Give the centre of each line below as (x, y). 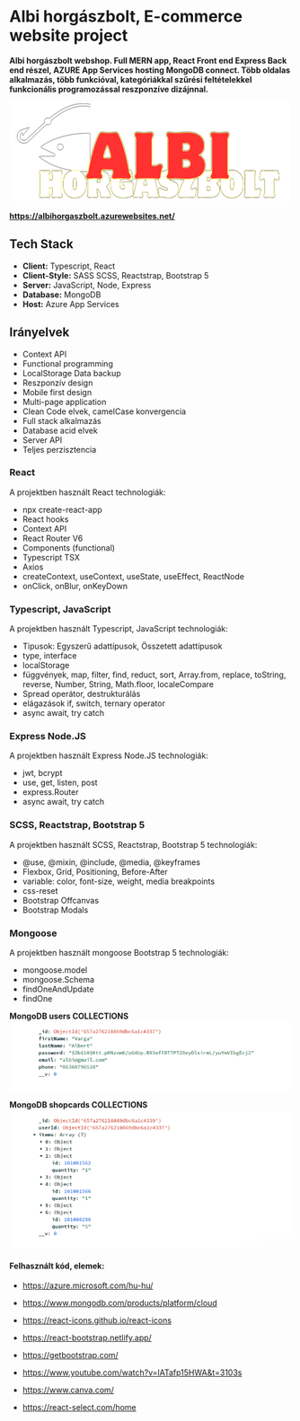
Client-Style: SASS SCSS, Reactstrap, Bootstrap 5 (115, 275)
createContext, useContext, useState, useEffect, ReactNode (133, 576)
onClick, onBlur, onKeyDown (75, 586)
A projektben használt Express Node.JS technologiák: (109, 755)
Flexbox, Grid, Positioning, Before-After (95, 871)
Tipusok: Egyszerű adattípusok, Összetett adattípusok (122, 646)
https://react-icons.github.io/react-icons (97, 1320)
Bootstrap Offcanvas (61, 900)
